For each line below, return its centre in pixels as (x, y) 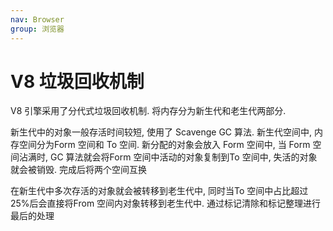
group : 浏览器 (37, 29)
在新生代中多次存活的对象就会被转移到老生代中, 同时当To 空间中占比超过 (159, 191)
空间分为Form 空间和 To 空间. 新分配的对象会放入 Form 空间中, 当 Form (164, 145)
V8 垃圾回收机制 (77, 81)
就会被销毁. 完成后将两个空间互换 (78, 170)
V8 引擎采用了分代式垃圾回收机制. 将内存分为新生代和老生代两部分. (148, 111)
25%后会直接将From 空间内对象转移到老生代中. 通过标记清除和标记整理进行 (166, 203)
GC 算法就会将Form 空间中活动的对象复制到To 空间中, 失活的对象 (183, 157)
